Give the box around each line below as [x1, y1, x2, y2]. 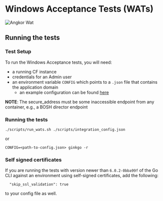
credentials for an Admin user [12, 74, 72, 80]
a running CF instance [12, 69, 57, 74]
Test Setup [5, 48, 32, 55]
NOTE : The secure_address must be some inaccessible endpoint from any [5, 99, 155, 105]
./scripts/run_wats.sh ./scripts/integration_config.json [5, 127, 125, 132]
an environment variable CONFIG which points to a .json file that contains [12, 79, 158, 85]
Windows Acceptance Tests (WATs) [5, 3, 154, 15]
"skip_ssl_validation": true [9, 182, 69, 187]
